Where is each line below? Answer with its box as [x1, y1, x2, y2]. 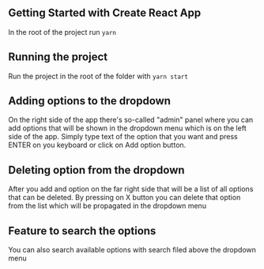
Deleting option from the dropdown [8, 163, 185, 176]
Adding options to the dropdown [8, 94, 172, 108]
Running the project [8, 51, 108, 64]
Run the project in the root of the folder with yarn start [8, 71, 188, 81]
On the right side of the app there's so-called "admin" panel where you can [8, 115, 254, 125]
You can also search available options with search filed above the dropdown [8, 245, 257, 255]
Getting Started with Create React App [8, 6, 202, 20]
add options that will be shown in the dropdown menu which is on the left [8, 123, 247, 133]
